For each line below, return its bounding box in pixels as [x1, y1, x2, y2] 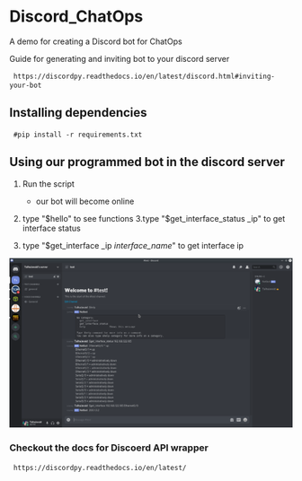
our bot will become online [35, 196, 135, 206]
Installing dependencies [9, 105, 147, 120]
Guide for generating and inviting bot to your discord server [9, 53, 230, 64]
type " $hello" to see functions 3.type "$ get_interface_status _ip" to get [22, 213, 286, 223]
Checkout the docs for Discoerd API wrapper [9, 442, 209, 454]
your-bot [9, 81, 42, 90]
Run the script [22, 178, 75, 189]
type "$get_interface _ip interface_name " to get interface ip [22, 240, 244, 250]
